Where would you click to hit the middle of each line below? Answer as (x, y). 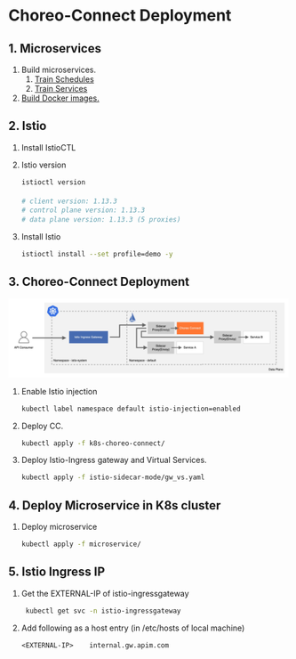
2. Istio (28, 126)
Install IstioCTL (48, 147)
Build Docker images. (60, 98)
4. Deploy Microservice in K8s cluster (115, 505)
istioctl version (53, 182)
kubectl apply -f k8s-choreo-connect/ (93, 443)
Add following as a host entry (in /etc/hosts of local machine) (133, 628)
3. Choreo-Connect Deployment (99, 282)
